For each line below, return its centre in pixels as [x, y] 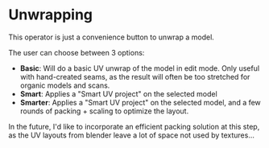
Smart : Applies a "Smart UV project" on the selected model [118, 93]
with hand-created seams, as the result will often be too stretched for [135, 76]
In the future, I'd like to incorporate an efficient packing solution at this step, [134, 126]
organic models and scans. [65, 85]
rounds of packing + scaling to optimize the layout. [104, 111]
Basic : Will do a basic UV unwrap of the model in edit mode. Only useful [140, 68]
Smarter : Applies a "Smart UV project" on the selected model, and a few [141, 102]
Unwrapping [51, 15]
